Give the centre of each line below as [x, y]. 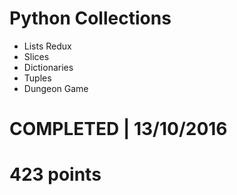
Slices [36, 56]
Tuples [37, 78]
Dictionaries [48, 67]
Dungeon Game [56, 88]
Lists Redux [47, 46]
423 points [55, 174]
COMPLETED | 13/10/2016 [118, 129]
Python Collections [90, 18]
